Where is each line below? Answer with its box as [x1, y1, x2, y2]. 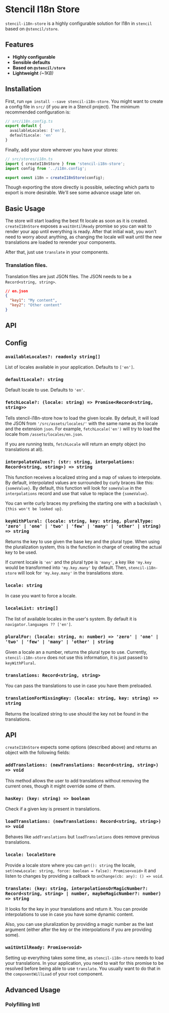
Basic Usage [5, 204, 45, 213]
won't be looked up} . [18, 505, 64, 511]
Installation [5, 85, 41, 93]
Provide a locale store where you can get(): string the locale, [5, 862, 136, 868]
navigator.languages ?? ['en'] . [5, 621, 72, 627]
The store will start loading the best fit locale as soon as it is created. [5, 218, 148, 224]
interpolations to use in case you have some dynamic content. [5, 911, 134, 917]
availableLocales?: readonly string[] [5, 354, 101, 359]
